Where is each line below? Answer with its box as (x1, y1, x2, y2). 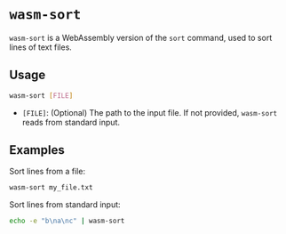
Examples (9, 142, 65, 157)
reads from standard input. (21, 117, 120, 127)
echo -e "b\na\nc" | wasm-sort (9, 216, 125, 226)
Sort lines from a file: (9, 166, 86, 177)
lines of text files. (9, 42, 73, 52)
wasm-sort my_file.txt (9, 183, 93, 192)
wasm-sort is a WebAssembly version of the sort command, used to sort (9, 32, 273, 43)
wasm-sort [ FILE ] (9, 91, 74, 100)
